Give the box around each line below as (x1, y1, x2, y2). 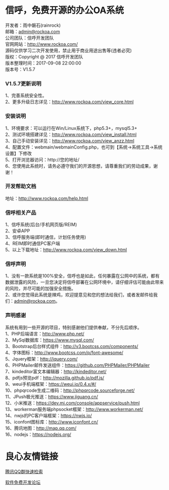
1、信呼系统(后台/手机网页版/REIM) (5, 222, 77, 228)
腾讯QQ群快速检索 (5, 468, 43, 474)
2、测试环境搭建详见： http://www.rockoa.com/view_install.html (5, 131, 137, 137)
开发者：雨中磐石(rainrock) (5, 22, 61, 28)
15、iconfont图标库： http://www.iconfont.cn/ (5, 418, 99, 425)
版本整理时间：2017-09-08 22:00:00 (5, 60, 81, 66)
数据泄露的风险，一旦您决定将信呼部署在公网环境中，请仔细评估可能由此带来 (5, 279, 164, 285)
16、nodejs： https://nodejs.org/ (5, 431, 71, 437)
